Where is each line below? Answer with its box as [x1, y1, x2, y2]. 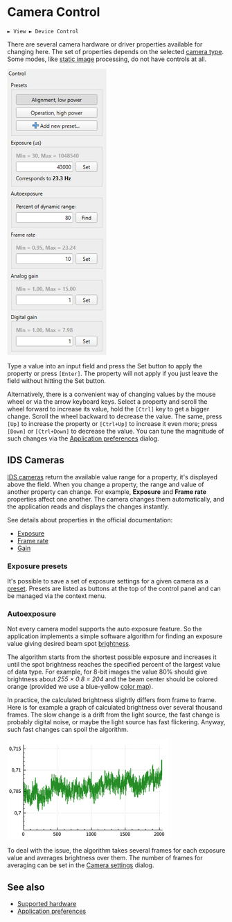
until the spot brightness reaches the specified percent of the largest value [7, 660, 220, 669]
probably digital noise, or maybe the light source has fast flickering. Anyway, [7, 718, 226, 726]
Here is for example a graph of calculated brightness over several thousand [7, 703, 223, 712]
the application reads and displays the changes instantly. [7, 502, 170, 511]
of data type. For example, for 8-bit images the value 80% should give [7, 667, 208, 676]
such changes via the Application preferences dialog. [7, 434, 159, 443]
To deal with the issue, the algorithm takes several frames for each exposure [7, 846, 226, 855]
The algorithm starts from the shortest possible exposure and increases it [7, 653, 217, 661]
